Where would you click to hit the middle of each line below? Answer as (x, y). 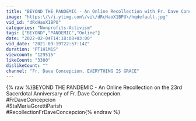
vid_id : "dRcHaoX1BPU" (34, 22)
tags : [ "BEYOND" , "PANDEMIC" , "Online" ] (53, 33)
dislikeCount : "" (27, 65)
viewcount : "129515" (31, 55)
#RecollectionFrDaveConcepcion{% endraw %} (63, 112)
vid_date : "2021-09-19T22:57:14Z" (48, 44)
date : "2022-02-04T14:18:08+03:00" (49, 38)
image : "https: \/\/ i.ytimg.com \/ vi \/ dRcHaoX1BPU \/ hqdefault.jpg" (87, 17)
